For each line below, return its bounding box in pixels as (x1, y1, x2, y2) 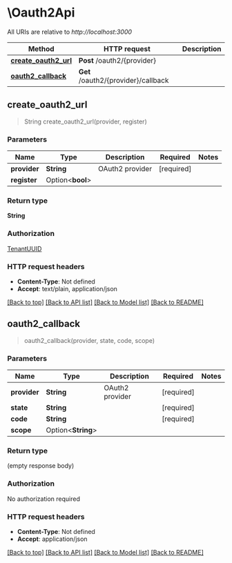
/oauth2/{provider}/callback (78, 75, 169, 85)
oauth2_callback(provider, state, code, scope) (23, 336, 155, 344)
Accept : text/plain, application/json (17, 284, 117, 293)
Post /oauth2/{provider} (78, 55, 157, 65)
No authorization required (7, 495, 81, 503)
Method (28, 43, 55, 53)
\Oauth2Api (7, 5, 75, 21)
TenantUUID (7, 244, 42, 253)
